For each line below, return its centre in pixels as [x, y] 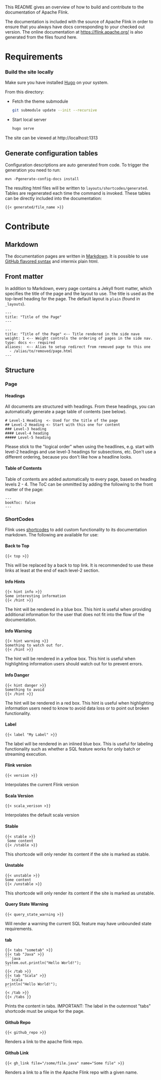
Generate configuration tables [52, 153]
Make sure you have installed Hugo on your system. [57, 83]
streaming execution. [26, 754]
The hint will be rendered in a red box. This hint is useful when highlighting [80, 703]
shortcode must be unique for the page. [45, 1011]
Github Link [17, 1053]
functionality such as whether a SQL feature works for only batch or [73, 749]
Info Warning [18, 631]
